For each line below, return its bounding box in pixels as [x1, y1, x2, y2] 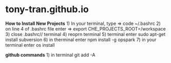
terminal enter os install [5, 42, 55, 48]
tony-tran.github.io [5, 4, 89, 15]
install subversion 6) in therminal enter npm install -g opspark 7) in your [5, 37, 157, 43]
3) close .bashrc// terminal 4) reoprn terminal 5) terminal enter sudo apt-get [5, 31, 166, 37]
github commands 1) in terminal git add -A [5, 52, 96, 58]
